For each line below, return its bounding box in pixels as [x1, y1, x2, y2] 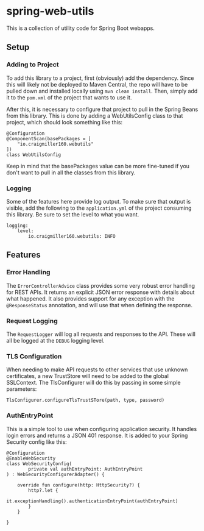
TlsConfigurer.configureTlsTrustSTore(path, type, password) [6, 397, 165, 404]
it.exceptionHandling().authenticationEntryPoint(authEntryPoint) [6, 498, 178, 504]
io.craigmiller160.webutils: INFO [28, 233, 116, 239]
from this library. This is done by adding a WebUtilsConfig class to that [6, 112, 183, 119]
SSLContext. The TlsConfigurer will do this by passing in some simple [6, 379, 181, 387]
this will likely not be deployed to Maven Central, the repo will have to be [6, 80, 188, 88]
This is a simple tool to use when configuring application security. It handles [6, 425, 197, 432]
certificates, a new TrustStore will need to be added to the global [6, 372, 169, 380]
